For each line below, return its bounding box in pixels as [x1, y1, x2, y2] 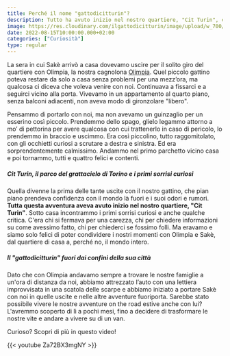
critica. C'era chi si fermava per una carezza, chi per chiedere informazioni [7, 216, 218, 224]
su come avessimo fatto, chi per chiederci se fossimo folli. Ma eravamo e [7, 223, 213, 231]
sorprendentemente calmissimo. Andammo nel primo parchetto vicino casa [7, 147, 219, 155]
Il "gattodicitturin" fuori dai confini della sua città [7, 253, 151, 262]
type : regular [7, 42, 48, 49]
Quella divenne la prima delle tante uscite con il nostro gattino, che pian [7, 186, 209, 195]
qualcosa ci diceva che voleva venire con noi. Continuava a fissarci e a [7, 83, 207, 90]
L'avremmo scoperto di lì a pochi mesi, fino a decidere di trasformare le [7, 307, 208, 315]
